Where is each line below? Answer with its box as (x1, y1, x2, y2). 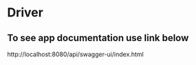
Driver (7, 5, 43, 21)
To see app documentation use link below (7, 32, 189, 44)
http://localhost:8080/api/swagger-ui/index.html (7, 50, 144, 58)
